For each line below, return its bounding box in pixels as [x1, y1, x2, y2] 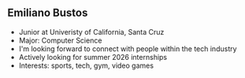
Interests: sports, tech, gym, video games [18, 61, 154, 70]
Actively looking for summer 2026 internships [18, 52, 168, 61]
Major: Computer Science [18, 35, 102, 45]
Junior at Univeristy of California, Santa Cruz [18, 27, 165, 36]
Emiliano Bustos [7, 6, 88, 20]
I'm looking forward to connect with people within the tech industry [18, 43, 237, 54]
